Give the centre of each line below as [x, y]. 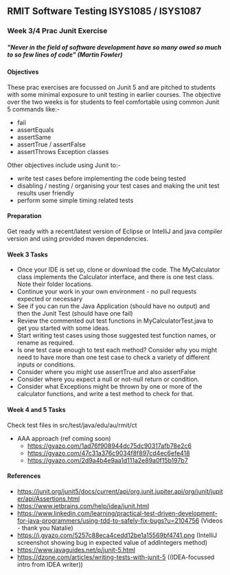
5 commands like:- [33, 109]
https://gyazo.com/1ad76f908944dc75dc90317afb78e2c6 [110, 446]
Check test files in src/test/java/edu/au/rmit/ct [72, 425]
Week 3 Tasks [27, 254]
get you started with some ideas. [64, 328]
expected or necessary [50, 299]
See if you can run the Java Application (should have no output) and [114, 306]
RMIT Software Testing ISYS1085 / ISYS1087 [104, 11]
